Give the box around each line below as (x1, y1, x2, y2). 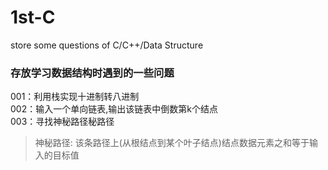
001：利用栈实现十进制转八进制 (10, 91, 140, 103)
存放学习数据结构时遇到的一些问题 (10, 66, 175, 80)
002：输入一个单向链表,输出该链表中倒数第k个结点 (10, 103, 218, 115)
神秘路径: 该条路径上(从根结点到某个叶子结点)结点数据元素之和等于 (34, 137, 310, 149)
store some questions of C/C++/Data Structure (10, 39, 204, 51)
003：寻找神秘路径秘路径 (10, 116, 115, 128)
